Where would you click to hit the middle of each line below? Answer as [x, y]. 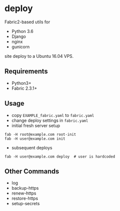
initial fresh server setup [36, 125]
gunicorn [21, 47]
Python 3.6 [22, 31]
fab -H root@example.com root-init [40, 134]
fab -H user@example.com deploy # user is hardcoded [60, 156]
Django [19, 36]
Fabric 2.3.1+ [24, 88]
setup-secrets [25, 204]
